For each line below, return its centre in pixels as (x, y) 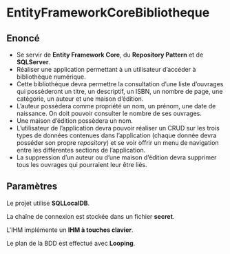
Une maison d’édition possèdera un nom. (75, 121)
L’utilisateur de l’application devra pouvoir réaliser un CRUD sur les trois (118, 128)
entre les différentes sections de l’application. (81, 150)
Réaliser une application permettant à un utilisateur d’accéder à (106, 69)
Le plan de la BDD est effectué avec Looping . (71, 243)
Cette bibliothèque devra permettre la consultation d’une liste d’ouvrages (120, 84)
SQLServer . (33, 62)
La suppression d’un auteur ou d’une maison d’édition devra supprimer (116, 157)
